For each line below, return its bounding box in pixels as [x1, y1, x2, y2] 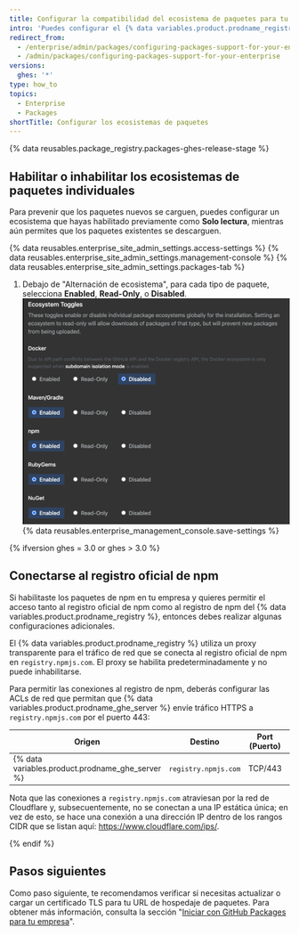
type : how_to [9, 80, 58, 89]
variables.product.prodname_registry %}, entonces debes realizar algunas [9, 611, 282, 622]
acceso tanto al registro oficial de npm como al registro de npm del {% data [9, 601, 287, 612]
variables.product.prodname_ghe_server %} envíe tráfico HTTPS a [9, 702, 254, 712]
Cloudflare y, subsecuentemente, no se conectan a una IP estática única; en [9, 801, 288, 812]
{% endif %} [9, 838, 55, 849]
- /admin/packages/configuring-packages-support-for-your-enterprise [17, 52, 280, 61]
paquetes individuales [9, 183, 135, 198]
